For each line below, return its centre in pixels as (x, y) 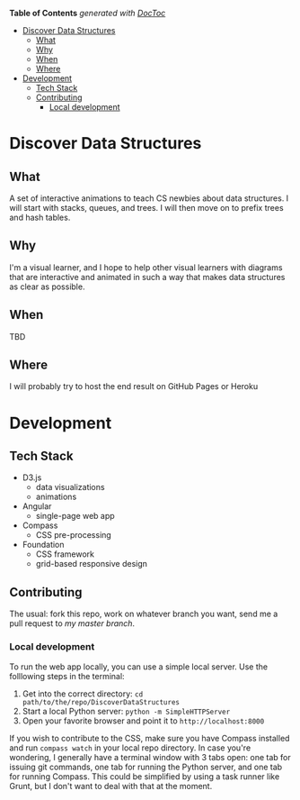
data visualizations (70, 487)
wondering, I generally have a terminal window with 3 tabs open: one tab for (150, 757)
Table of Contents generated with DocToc (88, 13)
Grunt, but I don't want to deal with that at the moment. (111, 786)
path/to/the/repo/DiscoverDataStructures (101, 702)
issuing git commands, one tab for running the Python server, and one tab (146, 767)
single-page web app (75, 516)
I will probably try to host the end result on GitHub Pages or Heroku (134, 386)
